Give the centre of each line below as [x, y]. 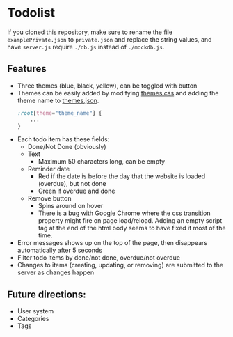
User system [35, 311]
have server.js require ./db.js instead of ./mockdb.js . [86, 47]
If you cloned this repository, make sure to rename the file [90, 32]
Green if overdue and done [77, 191]
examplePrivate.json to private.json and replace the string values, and [110, 39]
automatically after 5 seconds [60, 250]
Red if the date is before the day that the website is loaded [122, 176]
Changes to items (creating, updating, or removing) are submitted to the [120, 265]
